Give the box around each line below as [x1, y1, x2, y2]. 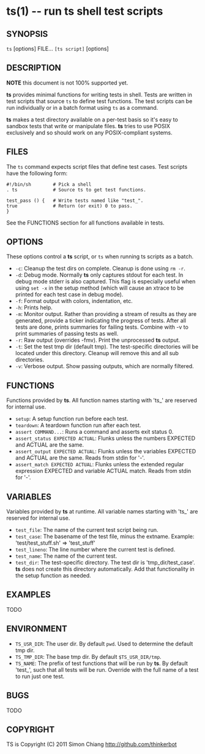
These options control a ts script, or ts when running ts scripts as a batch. [6, 253, 194, 260]
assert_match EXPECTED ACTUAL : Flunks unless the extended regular [15, 461, 184, 468]
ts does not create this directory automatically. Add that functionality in [15, 566, 195, 573]
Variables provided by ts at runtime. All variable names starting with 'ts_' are [6, 508, 198, 515]
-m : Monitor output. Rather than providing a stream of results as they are [15, 310, 197, 318]
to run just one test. [15, 672, 65, 680]
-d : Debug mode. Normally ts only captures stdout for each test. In [15, 271, 184, 279]
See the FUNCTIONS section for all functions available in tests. [6, 219, 165, 226]
